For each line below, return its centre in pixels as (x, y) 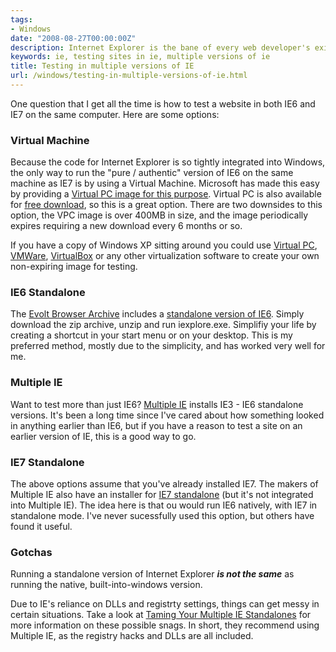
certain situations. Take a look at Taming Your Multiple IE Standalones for (161, 615)
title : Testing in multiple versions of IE (102, 66)
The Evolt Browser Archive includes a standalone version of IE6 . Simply (157, 314)
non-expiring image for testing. (74, 267)
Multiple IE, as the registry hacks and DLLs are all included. (132, 636)
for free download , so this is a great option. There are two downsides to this (166, 205)
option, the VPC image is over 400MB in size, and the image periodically (159, 215)
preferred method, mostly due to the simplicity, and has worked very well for (168, 346)
